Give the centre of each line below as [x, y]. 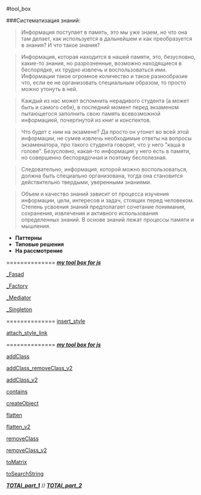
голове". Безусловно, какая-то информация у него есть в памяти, [106, 151]
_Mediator [19, 297]
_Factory [17, 286]
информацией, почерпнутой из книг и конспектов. [86, 120]
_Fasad [15, 274]
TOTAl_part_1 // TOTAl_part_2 [44, 485]
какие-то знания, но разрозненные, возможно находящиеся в [101, 63]
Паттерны [28, 238]
